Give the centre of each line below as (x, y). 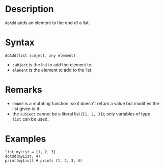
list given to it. (26, 109)
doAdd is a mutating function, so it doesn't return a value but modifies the (86, 103)
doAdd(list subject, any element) (41, 56)
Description (29, 9)
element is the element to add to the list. (52, 70)
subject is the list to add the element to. (52, 64)
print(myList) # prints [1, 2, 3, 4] (44, 161)
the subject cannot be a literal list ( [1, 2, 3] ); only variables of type (81, 113)
